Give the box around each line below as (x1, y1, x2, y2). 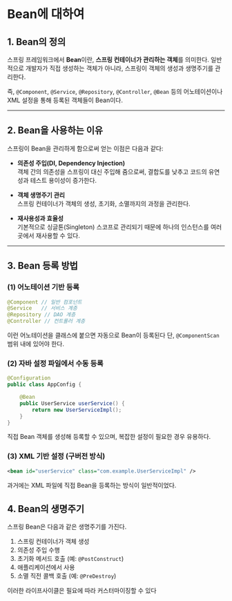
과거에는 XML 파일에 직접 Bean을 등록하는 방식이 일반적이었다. (7, 481, 177, 489)
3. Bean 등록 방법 (7, 260, 78, 272)
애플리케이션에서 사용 (17, 563, 75, 571)
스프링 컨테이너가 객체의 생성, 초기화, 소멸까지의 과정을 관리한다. (17, 199, 191, 208)
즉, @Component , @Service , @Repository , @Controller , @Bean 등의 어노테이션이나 (7, 88, 223, 95)
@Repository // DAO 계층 (7, 311, 76, 318)
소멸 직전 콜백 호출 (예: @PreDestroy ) (17, 572, 117, 580)
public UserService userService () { (19, 400, 126, 407)
